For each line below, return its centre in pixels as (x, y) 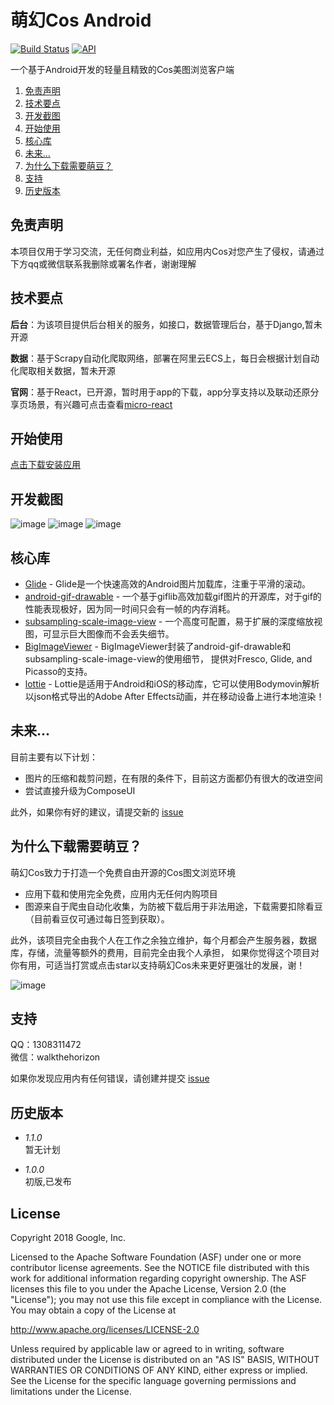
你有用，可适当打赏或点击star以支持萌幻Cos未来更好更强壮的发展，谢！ (158, 965)
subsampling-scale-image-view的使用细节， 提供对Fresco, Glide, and (168, 659)
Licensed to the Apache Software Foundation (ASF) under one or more (156, 1257)
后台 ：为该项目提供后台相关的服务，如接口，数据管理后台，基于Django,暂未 (166, 324)
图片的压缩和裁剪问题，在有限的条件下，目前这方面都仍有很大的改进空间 (173, 778)
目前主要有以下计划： (54, 757)
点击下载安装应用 (45, 465)
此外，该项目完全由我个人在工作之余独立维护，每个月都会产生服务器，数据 (163, 940)
